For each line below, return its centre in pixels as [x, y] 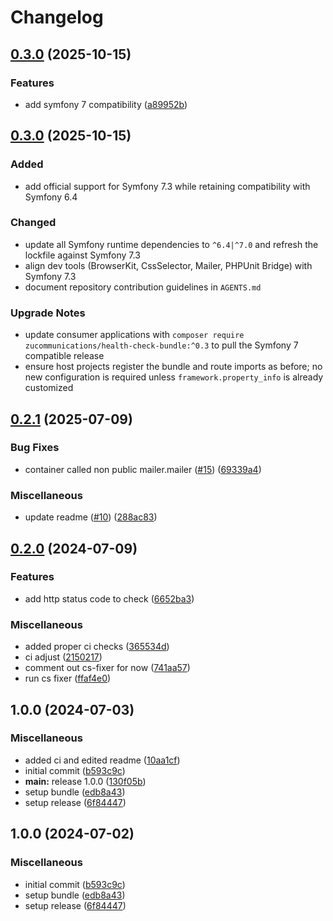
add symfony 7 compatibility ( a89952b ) [106, 104]
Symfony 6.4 [51, 197]
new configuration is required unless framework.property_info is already [174, 377]
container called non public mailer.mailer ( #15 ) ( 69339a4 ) [143, 469]
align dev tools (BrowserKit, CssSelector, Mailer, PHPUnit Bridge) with [168, 265]
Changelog [57, 17]
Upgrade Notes [48, 313]
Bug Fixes [35, 448]
